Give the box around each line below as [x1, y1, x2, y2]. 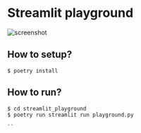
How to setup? [7, 49, 73, 61]
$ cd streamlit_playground [7, 105, 87, 112]
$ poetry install [7, 67, 59, 75]
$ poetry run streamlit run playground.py [7, 111, 134, 118]
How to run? [7, 87, 62, 99]
